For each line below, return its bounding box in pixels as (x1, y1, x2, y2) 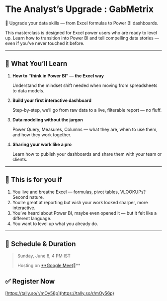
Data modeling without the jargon (12, 116, 83, 123)
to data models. (12, 87, 45, 93)
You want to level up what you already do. (12, 221, 98, 227)
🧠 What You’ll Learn (5, 59, 68, 68)
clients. (12, 156, 27, 162)
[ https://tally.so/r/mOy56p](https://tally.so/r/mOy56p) (5, 291, 114, 297)
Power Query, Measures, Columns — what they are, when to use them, (12, 126, 158, 132)
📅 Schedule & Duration (5, 240, 76, 248)
